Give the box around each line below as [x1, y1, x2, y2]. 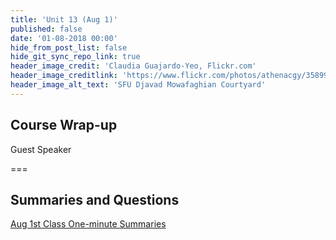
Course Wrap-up [10, 117, 118, 134]
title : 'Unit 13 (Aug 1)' [10, 14, 118, 25]
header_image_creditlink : [10, 71, 118, 81]
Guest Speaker [10, 143, 72, 155]
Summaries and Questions [10, 191, 180, 208]
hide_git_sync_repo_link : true [10, 52, 141, 62]
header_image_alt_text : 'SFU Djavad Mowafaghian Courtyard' [10, 80, 267, 90]
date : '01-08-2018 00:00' [10, 33, 118, 43]
